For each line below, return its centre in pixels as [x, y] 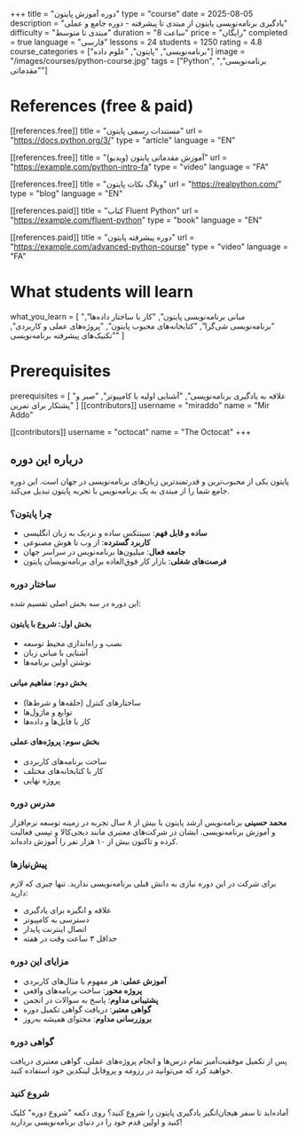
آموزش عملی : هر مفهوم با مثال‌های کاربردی [94, 981]
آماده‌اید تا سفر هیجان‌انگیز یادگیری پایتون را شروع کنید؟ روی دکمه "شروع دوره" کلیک [149, 1113]
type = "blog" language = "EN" [67, 193]
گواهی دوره [32, 1041]
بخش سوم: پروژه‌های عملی [55, 742]
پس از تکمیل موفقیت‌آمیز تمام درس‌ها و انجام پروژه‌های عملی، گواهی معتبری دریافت [149, 1061]
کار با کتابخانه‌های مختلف [63, 770]
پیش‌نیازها [29, 864]
